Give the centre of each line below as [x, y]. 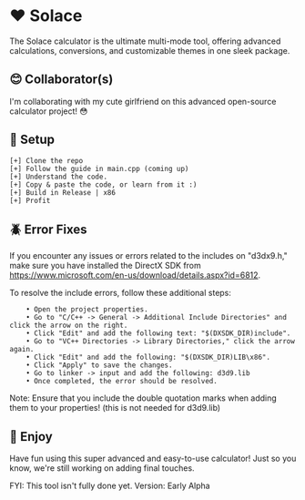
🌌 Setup [32, 140]
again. [22, 350]
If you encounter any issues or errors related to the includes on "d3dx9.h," [149, 256]
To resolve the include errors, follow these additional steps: [121, 293]
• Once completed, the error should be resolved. [122, 382]
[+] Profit [30, 200]
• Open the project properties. [87, 310]
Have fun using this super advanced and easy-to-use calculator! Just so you [153, 459]
